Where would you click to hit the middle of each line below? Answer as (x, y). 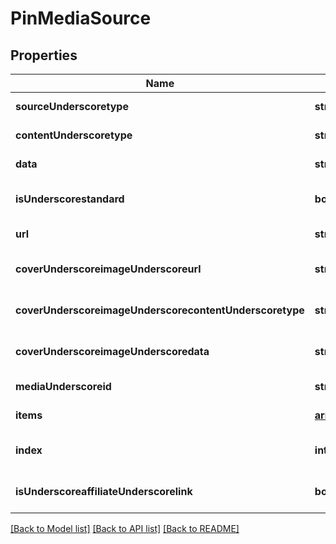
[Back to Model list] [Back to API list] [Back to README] (125, 528)
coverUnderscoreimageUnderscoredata (112, 351)
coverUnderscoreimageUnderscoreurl (108, 269)
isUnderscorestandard (70, 199)
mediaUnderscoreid (63, 386)
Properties (44, 55)
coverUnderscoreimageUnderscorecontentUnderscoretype (160, 310)
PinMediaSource (81, 18)
